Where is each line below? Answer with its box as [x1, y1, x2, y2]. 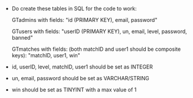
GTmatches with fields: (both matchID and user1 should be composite [11, 45, 181, 53]
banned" [11, 34, 34, 41]
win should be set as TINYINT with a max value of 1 [11, 86, 137, 93]
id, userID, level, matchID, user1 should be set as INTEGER [11, 63, 153, 70]
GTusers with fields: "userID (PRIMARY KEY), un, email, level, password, [11, 28, 187, 35]
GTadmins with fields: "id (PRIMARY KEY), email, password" [11, 17, 158, 23]
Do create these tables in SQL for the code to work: [11, 5, 137, 12]
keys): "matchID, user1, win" [11, 52, 81, 58]
